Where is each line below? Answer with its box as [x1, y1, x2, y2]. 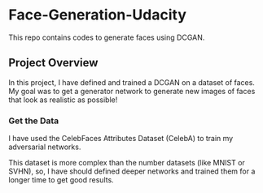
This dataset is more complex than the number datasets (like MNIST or [8, 158, 246, 168]
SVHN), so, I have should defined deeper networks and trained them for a [8, 166, 256, 176]
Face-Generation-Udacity [8, 6, 187, 24]
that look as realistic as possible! [8, 95, 118, 105]
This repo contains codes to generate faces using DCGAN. [8, 32, 205, 42]
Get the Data [8, 115, 59, 127]
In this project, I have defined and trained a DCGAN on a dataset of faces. [8, 77, 255, 87]
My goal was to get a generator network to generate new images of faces [8, 86, 256, 96]
